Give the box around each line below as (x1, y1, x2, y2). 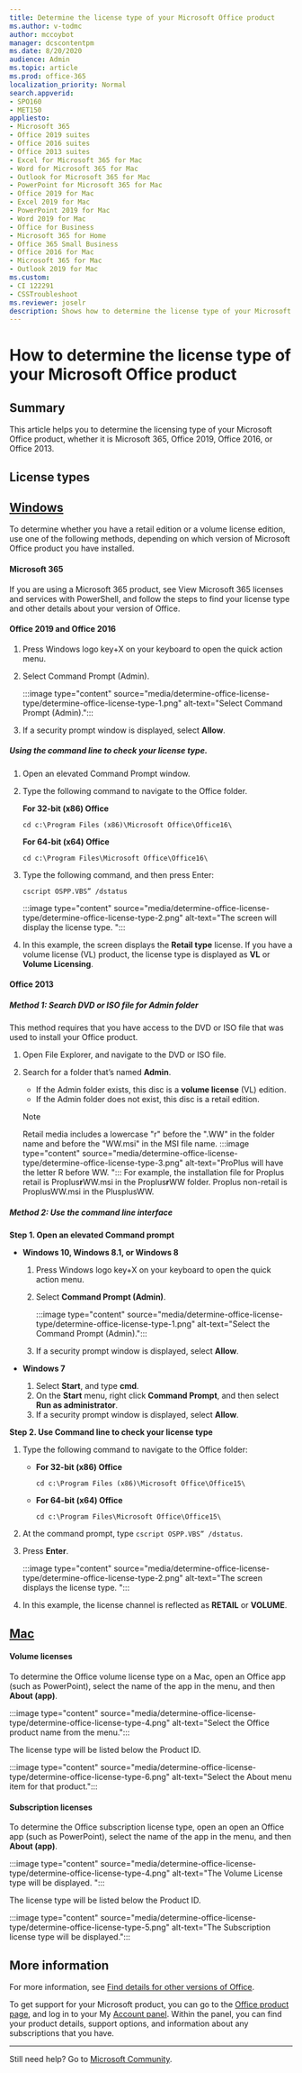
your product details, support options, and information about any (9, 2018, 249, 2029)
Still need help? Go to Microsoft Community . (9, 2053, 173, 2064)
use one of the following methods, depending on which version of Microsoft (9, 534, 290, 544)
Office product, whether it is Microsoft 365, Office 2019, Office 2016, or (9, 434, 273, 444)
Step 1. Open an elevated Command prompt (9, 1229, 175, 1240)
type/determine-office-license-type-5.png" (9, 1922, 171, 1933)
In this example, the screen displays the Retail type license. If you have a (22, 939, 293, 950)
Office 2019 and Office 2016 (9, 624, 117, 635)
